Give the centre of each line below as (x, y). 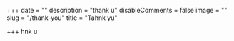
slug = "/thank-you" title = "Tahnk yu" (62, 18)
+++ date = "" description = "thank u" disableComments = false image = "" (117, 10)
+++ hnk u (22, 31)
